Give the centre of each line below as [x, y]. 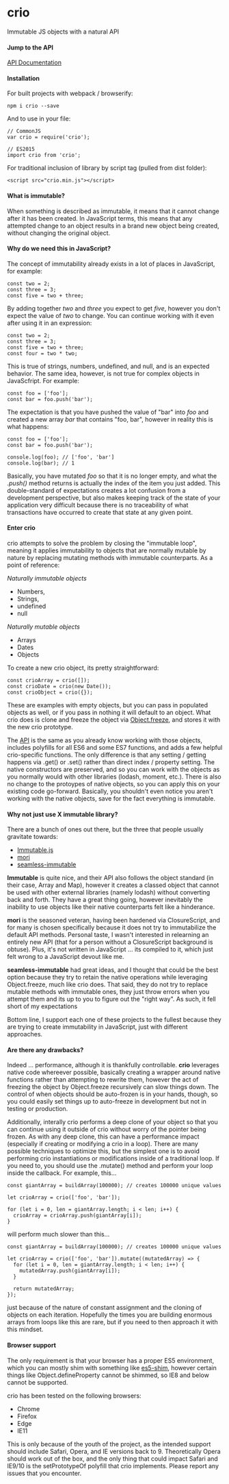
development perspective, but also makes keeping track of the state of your [114, 498]
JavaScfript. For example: [43, 380]
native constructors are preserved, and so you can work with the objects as [113, 769]
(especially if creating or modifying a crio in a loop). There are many [103, 1144]
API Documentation [34, 62]
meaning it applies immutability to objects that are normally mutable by [107, 550]
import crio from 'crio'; [44, 156]
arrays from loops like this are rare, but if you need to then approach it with [112, 1322]
